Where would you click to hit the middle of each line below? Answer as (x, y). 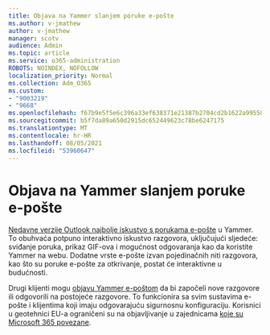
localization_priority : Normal (61, 76)
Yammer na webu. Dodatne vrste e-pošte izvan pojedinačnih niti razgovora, (133, 255)
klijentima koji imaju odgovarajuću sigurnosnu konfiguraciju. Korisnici (147, 305)
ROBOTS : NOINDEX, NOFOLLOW (53, 68)
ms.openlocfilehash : (43, 114)
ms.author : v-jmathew (45, 23)
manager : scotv (34, 38)
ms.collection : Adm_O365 (50, 83)
